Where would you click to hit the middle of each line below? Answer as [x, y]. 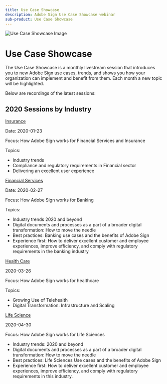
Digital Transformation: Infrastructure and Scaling [63, 305]
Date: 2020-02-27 [24, 190]
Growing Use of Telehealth [40, 300]
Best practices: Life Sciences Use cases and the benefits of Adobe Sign [87, 360]
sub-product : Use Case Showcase [39, 19]
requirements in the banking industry [51, 251]
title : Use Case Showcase [32, 10]
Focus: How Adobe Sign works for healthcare [52, 281]
